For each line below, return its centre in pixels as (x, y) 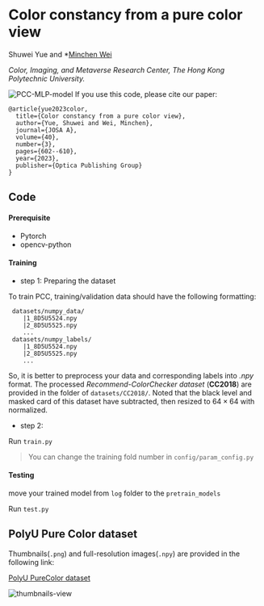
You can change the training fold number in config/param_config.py (141, 457)
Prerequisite (29, 217)
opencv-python (46, 244)
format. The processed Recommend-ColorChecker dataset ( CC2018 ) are (130, 384)
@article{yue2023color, (48, 109)
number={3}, (36, 144)
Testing (21, 475)
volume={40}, (38, 137)
